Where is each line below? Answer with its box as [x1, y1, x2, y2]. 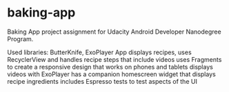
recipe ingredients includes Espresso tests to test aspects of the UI [7, 77, 198, 85]
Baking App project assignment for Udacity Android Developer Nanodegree [7, 27, 222, 36]
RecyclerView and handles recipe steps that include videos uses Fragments [7, 55, 222, 63]
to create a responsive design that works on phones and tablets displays [7, 62, 214, 71]
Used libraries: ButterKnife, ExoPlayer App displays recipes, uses [7, 48, 192, 56]
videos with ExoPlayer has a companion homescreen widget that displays [7, 70, 216, 78]
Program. [7, 34, 34, 43]
